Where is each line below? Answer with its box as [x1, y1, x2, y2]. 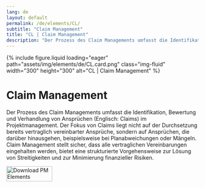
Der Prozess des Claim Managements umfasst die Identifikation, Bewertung [6, 108, 196, 116]
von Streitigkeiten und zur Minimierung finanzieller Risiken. [6, 154, 154, 161]
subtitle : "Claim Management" [6, 26, 84, 32]
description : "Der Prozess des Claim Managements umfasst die [6, 37, 168, 43]
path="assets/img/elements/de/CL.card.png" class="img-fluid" [6, 60, 166, 68]
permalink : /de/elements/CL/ [6, 20, 81, 26]
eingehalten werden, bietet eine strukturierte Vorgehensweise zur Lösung [6, 147, 192, 154]
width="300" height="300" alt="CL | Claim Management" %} [6, 67, 160, 74]
